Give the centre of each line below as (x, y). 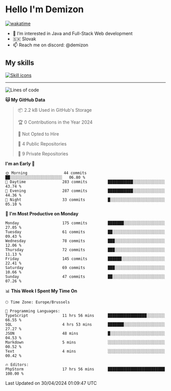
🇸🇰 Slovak (24, 39)
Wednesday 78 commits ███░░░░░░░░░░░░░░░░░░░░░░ (85, 241)
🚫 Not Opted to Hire (38, 134)
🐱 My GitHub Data (25, 100)
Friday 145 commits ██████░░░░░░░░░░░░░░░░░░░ (85, 259)
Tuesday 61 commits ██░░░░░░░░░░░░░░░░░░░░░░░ (85, 232)
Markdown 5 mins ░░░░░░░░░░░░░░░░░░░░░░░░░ (85, 342)
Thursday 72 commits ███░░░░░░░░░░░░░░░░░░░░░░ (85, 250)
